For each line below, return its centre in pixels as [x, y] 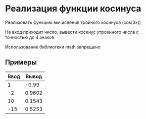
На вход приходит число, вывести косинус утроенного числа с [72, 32]
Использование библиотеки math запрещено [53, 47]
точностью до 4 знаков [30, 37]
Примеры [21, 62]
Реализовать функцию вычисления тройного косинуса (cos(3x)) [73, 22]
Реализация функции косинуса [73, 9]
